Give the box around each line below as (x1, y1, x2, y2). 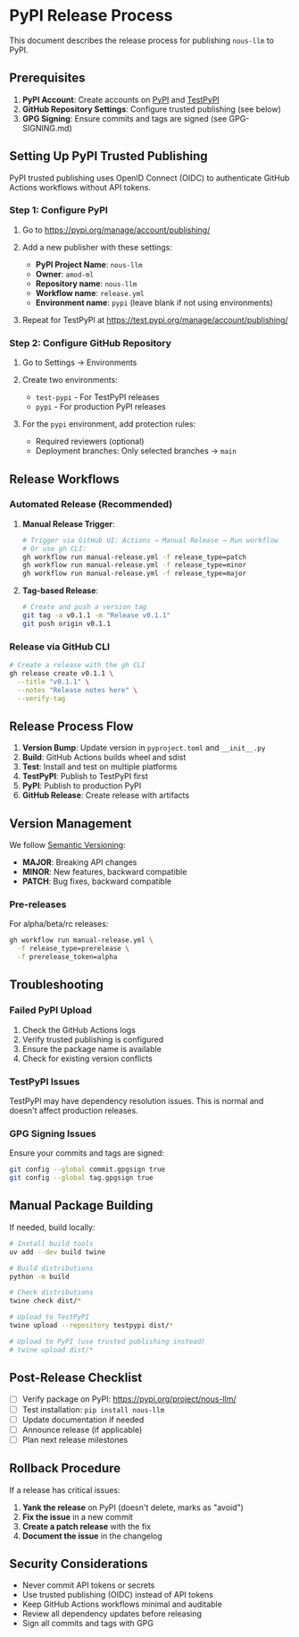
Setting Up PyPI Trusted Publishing (9, 148, 208, 164)
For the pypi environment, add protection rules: (21, 419, 196, 429)
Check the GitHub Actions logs (21, 1024, 137, 1035)
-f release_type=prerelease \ (17, 945, 129, 954)
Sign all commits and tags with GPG (21, 1618, 154, 1629)
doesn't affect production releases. (9, 1106, 138, 1116)
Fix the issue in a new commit (21, 1511, 134, 1522)
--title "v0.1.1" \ (17, 677, 90, 686)
